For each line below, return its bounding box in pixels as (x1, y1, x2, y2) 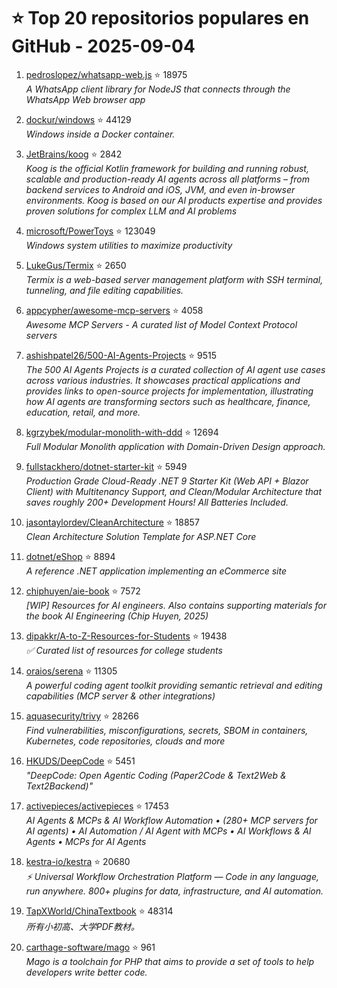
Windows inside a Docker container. (25, 128, 176, 140)
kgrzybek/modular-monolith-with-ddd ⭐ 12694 (25, 426, 219, 438)
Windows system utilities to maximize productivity (25, 239, 233, 251)
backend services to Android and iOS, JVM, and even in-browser (25, 183, 296, 195)
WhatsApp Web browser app (25, 93, 146, 105)
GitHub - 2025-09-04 (11, 35, 196, 58)
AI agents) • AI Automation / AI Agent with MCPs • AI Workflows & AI (25, 825, 312, 837)
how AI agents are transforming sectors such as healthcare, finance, (25, 395, 311, 407)
